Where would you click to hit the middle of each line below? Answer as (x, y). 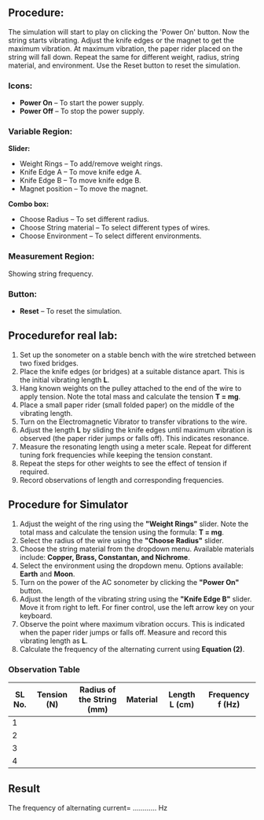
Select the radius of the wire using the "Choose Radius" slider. (121, 540)
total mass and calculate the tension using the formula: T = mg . (122, 532)
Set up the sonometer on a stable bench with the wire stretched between (137, 355)
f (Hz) (229, 704)
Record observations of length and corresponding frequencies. (121, 480)
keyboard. (36, 616)
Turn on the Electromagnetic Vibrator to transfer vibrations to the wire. (133, 421)
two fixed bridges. (49, 363)
